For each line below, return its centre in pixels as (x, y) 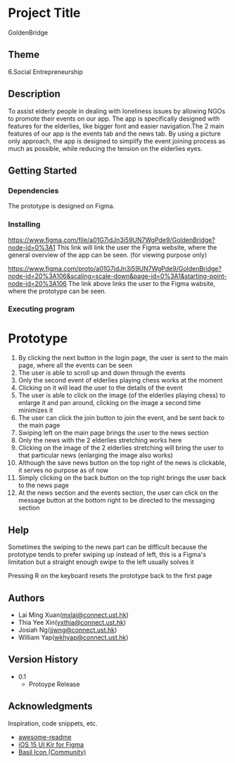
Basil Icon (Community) (52, 752)
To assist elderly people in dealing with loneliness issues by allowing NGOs (117, 111)
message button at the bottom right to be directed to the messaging (116, 500)
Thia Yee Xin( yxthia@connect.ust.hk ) (72, 623)
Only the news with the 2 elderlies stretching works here (100, 440)
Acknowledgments (51, 706)
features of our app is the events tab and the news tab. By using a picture (114, 133)
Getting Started (43, 170)
